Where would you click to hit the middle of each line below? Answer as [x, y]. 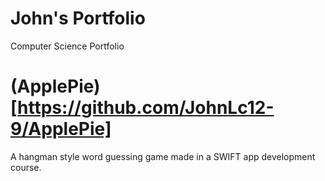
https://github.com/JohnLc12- [146, 108]
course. [26, 167]
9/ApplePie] [61, 129]
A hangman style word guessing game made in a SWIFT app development [163, 156]
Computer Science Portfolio [67, 46]
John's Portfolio [78, 18]
